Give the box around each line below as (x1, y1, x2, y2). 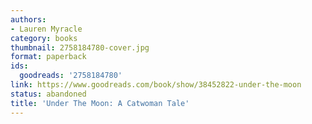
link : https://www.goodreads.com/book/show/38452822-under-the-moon (10, 80, 302, 90)
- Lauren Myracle (10, 24, 83, 34)
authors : (10, 14, 47, 25)
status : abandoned (10, 89, 87, 99)
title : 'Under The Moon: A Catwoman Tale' (10, 98, 190, 108)
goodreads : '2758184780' (19, 71, 123, 81)
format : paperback (10, 52, 87, 62)
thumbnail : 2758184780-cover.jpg (10, 42, 150, 53)
